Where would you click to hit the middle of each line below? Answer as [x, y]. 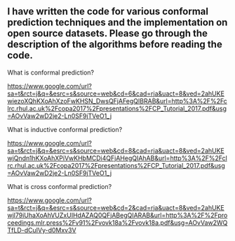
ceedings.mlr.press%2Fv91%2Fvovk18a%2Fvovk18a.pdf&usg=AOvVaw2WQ [117, 222]
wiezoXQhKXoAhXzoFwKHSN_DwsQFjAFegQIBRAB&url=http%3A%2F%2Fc [117, 100]
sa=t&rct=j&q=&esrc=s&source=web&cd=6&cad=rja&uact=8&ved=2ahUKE [116, 93]
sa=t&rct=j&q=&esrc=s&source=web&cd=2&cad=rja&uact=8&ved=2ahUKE [116, 207]
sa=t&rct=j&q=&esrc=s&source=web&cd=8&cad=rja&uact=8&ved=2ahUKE [116, 150]
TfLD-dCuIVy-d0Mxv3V [42, 230]
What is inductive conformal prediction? [65, 129]
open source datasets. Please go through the [108, 33]
